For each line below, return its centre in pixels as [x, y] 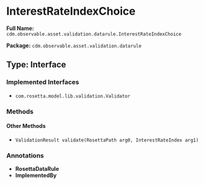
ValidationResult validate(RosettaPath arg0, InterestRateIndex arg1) [107, 140]
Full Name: [20, 28]
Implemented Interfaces [43, 82]
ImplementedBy [36, 175]
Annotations [25, 156]
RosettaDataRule [37, 169]
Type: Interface [36, 65]
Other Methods [26, 126]
